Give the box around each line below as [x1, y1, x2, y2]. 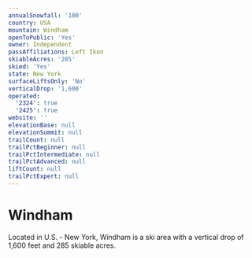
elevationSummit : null [8, 128, 83, 136]
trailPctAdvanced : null [8, 158, 87, 166]
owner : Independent [8, 41, 72, 49]
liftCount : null [8, 165, 61, 173]
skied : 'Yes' [8, 63, 51, 71]
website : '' [8, 114, 47, 122]
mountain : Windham [8, 26, 69, 34]
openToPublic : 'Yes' [8, 33, 76, 42]
